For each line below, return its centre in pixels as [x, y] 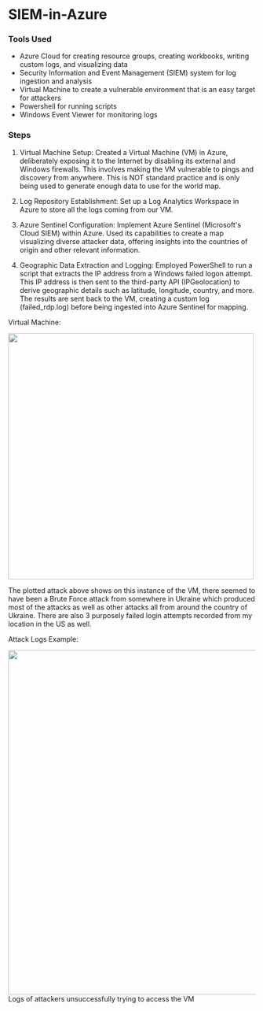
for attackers [40, 98]
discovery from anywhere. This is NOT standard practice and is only [130, 177]
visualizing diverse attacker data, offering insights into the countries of [133, 241]
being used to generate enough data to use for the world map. [120, 186]
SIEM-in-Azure [58, 15]
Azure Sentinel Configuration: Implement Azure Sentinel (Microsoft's [130, 224]
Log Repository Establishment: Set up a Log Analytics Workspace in [129, 201]
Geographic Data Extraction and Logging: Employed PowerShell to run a [136, 265]
